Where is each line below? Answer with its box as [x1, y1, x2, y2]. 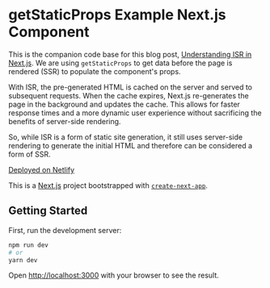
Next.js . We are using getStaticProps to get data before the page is [8, 58, 233, 68]
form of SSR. [8, 149, 51, 159]
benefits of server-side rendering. [8, 116, 121, 126]
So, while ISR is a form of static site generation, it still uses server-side [8, 131, 243, 142]
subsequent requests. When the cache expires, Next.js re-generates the [8, 90, 249, 100]
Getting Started [8, 204, 88, 218]
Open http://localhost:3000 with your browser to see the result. [8, 270, 220, 280]
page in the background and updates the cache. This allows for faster [8, 99, 241, 109]
